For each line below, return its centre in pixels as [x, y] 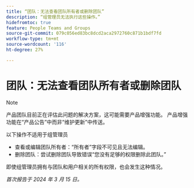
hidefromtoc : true [29, 22]
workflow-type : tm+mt [33, 39]
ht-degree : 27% [25, 50]
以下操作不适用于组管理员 [37, 134]
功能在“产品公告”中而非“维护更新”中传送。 [57, 122]
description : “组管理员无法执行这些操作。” [53, 17]
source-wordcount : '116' [36, 45]
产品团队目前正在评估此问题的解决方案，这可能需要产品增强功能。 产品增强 [97, 115]
